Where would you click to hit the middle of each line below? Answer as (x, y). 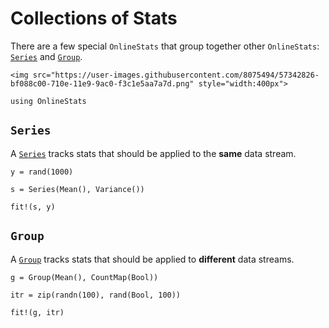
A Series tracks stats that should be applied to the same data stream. (153, 153)
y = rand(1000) (42, 172)
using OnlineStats (48, 101)
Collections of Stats (94, 18)
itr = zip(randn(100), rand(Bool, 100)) (96, 295)
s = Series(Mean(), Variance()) (77, 189)
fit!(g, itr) (37, 312)
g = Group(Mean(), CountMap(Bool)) (84, 277)
